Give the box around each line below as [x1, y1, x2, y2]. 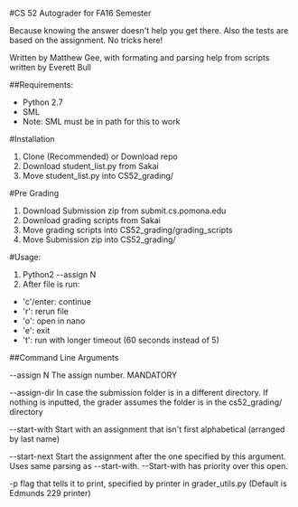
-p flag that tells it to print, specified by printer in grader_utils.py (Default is [9, 478, 287, 489]
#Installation [9, 134, 56, 144]
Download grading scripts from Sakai [22, 215, 161, 225]
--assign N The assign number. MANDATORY [9, 370, 178, 380]
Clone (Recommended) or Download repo [22, 151, 178, 162]
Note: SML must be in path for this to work [22, 117, 181, 127]
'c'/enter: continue [22, 296, 92, 306]
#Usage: [9, 252, 42, 262]
